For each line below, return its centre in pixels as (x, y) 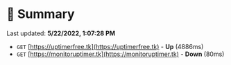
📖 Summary (41, 14)
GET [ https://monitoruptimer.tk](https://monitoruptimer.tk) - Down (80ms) (120, 54)
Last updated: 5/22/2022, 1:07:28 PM (61, 33)
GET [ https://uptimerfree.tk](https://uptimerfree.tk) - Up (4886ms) (110, 46)
